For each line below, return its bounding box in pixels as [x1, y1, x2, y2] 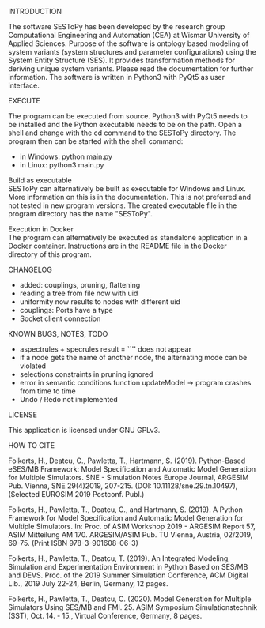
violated [19, 361, 46, 370]
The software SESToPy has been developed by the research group [8, 22, 225, 31]
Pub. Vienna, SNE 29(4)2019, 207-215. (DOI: [8, 481, 152, 491]
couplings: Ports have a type [19, 306, 113, 314]
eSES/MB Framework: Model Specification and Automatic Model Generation [8, 464, 256, 473]
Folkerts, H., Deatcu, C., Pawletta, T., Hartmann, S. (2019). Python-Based [8, 456, 246, 465]
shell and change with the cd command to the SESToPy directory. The [8, 128, 237, 137]
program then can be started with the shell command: [8, 137, 184, 145]
